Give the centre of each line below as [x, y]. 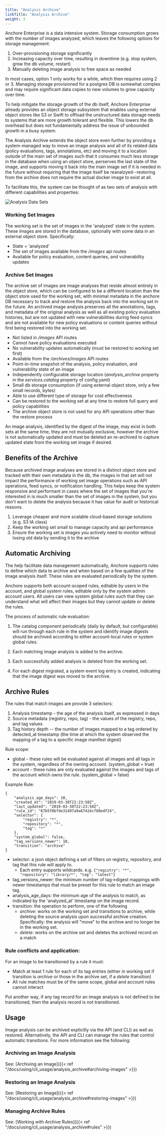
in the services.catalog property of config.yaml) [61, 380]
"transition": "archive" [40, 846]
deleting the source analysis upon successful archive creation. [83, 917]
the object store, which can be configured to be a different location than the [83, 291]
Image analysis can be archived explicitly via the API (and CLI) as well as [79, 1030]
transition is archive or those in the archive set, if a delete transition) [82, 976]
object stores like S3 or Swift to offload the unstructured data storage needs [83, 115]
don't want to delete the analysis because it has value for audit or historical [82, 502]
